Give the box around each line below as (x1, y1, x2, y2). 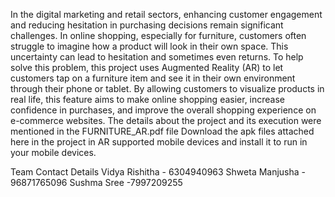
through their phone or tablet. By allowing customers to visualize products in (10, 83, 325, 94)
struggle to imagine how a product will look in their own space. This (10, 40, 289, 52)
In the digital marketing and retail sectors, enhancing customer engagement (10, 9, 323, 20)
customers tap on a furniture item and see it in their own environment (10, 72, 296, 84)
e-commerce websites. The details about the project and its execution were (10, 115, 322, 126)
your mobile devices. (10, 147, 97, 158)
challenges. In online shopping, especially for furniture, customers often (10, 30, 307, 41)
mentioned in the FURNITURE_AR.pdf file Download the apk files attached (10, 125, 315, 137)
